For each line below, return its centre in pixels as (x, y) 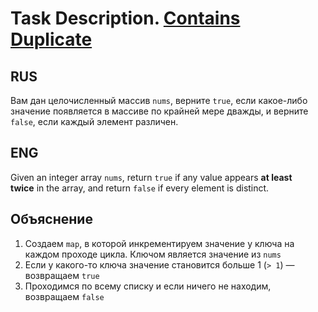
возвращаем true (62, 275)
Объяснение (51, 219)
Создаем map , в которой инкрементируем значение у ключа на (159, 243)
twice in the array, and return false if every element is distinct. (140, 188)
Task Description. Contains (125, 18)
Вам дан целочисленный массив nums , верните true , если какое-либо (159, 100)
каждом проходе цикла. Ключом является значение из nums (153, 254)
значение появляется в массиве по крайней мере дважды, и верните (159, 111)
